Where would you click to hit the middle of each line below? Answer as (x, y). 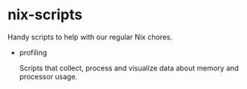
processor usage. (48, 76)
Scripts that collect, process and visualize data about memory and (129, 68)
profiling (33, 52)
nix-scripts (45, 15)
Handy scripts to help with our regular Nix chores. (90, 37)
